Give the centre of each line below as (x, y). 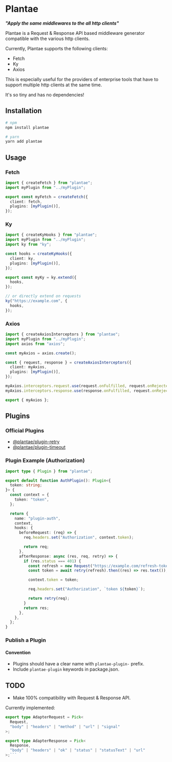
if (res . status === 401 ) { (52, 561)
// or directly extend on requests (43, 296)
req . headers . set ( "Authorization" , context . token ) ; (79, 538)
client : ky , (23, 258)
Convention (18, 652)
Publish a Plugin (26, 640)
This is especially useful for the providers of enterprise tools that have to (82, 79)
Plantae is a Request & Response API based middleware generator (75, 33)
